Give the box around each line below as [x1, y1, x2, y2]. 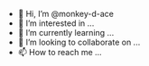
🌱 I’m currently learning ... [17, 28, 115, 37]
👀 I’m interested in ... [17, 18, 95, 29]
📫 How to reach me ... [17, 47, 102, 57]
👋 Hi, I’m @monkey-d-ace [17, 9, 115, 19]
